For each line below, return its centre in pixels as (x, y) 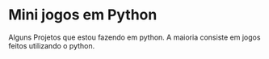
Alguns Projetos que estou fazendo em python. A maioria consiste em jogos (134, 37)
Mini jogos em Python (83, 15)
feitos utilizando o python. (52, 45)
